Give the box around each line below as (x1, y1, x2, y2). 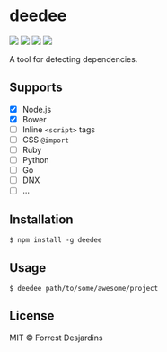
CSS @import (22, 134, 70, 145)
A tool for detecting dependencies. (9, 53, 138, 64)
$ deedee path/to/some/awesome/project (9, 284, 159, 293)
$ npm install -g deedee (9, 236, 102, 245)
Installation (9, 212, 74, 227)
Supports (9, 80, 63, 95)
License (9, 308, 55, 324)
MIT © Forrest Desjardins (9, 332, 103, 343)
